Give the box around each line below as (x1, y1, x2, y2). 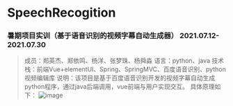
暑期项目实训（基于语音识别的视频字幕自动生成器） (7, 31, 179, 41)
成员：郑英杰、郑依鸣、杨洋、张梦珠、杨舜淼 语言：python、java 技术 (24, 57, 225, 65)
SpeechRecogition (7, 5, 116, 21)
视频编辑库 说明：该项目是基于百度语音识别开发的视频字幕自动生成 (24, 74, 216, 82)
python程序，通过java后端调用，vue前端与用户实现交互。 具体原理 (24, 82, 215, 91)
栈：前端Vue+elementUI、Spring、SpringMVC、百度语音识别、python (24, 65, 226, 73)
